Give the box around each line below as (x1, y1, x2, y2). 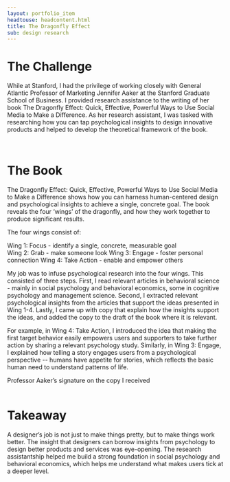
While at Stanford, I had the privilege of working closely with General (7, 82, 202, 90)
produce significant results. (7, 215, 84, 223)
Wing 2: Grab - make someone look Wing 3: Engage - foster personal (7, 249, 203, 257)
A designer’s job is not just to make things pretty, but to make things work (7, 430, 215, 439)
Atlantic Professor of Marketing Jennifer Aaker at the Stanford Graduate (7, 89, 211, 97)
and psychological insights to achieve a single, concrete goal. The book (7, 200, 210, 208)
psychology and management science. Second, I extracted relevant (7, 292, 198, 300)
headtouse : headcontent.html (7, 17, 91, 23)
